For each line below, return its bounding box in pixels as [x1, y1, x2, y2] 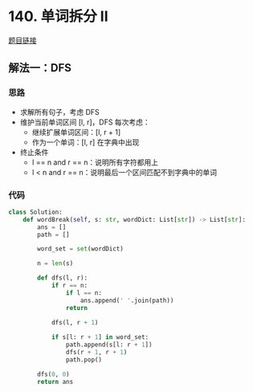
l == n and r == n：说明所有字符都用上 [31, 157, 159, 167]
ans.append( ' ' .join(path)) [80, 296, 174, 304]
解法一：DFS [8, 61, 72, 75]
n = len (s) [37, 259, 74, 267]
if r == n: [51, 282, 88, 290]
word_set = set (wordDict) [37, 245, 124, 253]
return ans [37, 378, 74, 386]
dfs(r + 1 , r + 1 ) [65, 349, 128, 357]
